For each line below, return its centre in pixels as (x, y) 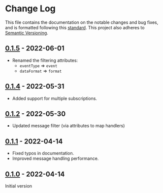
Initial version (19, 186)
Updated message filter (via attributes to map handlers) (68, 126)
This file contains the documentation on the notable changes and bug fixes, (82, 22)
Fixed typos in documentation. (43, 153)
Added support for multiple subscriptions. (55, 98)
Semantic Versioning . (27, 33)
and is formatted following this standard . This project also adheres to (75, 27)
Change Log (30, 9)
